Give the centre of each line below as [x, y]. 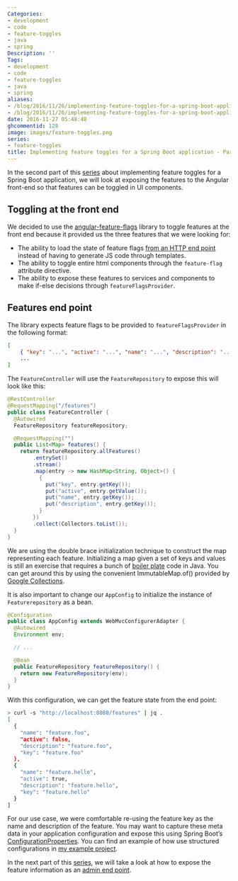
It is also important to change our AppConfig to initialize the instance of [110, 594]
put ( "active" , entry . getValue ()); [96, 491]
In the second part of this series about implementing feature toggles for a [114, 172]
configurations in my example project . [63, 849]
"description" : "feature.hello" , [69, 785]
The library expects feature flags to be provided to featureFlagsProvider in [117, 325]
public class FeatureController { [58, 412]
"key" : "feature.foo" [52, 752]
